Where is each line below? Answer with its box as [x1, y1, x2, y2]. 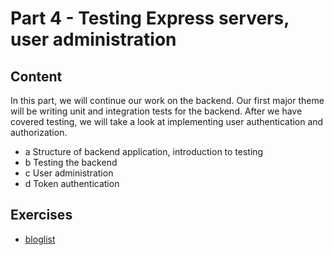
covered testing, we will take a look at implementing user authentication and [10, 116, 324, 127]
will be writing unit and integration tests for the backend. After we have [10, 105, 303, 117]
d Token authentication [24, 178, 120, 189]
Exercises [10, 207, 73, 224]
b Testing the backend [24, 157, 118, 168]
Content [10, 68, 63, 85]
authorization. [10, 127, 68, 138]
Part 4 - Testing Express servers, [10, 7, 290, 30]
